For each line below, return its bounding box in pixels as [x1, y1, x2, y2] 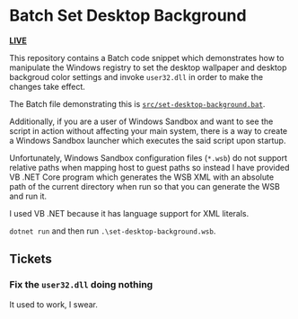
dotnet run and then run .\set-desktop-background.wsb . [9, 226, 216, 236]
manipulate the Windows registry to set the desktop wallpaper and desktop [9, 62, 287, 73]
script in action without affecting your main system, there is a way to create [9, 125, 288, 136]
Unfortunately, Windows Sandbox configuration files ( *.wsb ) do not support [9, 152, 288, 163]
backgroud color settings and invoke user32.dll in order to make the [9, 71, 263, 82]
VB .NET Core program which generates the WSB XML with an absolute [9, 172, 275, 182]
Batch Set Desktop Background [9, 5, 247, 26]
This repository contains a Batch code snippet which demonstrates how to [9, 52, 285, 63]
